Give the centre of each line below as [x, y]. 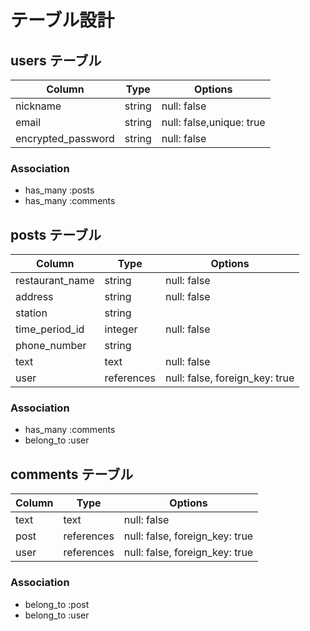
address [34, 297]
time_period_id [50, 329]
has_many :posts [59, 190]
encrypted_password [65, 138]
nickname [38, 106]
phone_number [51, 346]
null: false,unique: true [213, 122]
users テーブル [56, 60]
